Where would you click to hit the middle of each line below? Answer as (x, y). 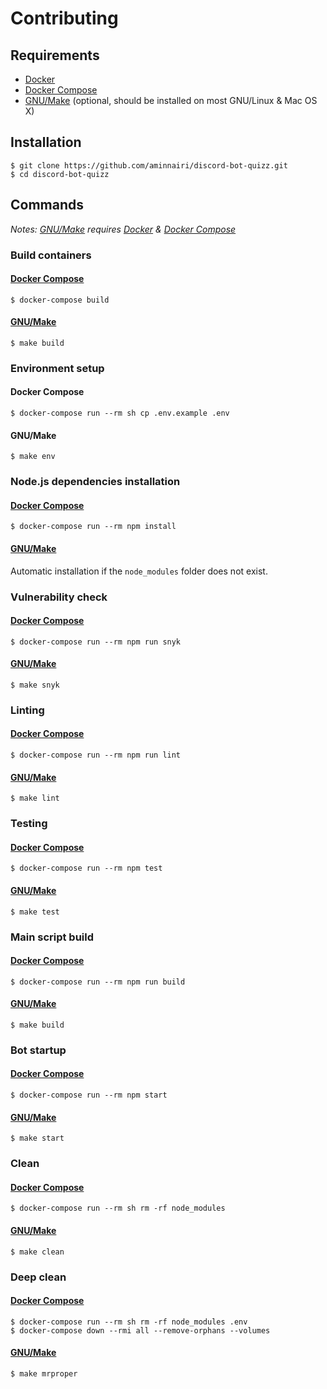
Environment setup (57, 368)
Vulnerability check (59, 597)
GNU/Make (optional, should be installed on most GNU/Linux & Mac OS (171, 100)
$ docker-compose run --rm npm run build (98, 982)
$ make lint (35, 798)
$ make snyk (35, 685)
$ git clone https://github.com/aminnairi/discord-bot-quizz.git (149, 165)
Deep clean (38, 1277)
